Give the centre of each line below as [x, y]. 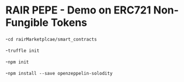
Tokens [69, 23]
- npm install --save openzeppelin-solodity [59, 73]
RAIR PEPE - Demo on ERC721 [78, 10]
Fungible [27, 23]
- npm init [17, 61]
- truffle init [22, 50]
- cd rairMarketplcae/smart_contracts [51, 39]
